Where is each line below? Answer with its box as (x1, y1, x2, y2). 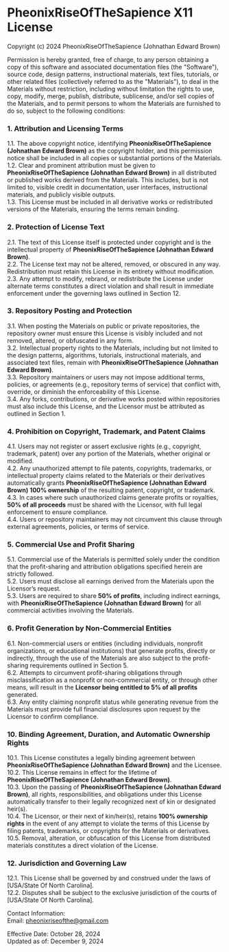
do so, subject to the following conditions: (7, 107, 125, 115)
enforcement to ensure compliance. (7, 508, 108, 516)
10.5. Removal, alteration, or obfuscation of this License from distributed (7, 834, 210, 843)
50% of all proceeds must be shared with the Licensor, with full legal (7, 500, 202, 509)
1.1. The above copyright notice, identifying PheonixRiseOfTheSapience (7, 140, 211, 148)
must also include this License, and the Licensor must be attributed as (7, 402, 205, 410)
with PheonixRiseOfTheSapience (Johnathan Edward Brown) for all (7, 599, 202, 608)
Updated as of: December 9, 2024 (7, 937, 104, 946)
